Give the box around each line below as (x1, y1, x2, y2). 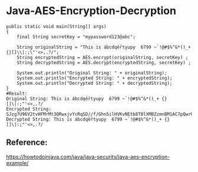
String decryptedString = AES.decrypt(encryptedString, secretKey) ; (16, 59, 192, 65)
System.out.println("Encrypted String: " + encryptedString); (16, 75, 173, 81)
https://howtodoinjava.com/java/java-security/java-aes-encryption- (6, 153, 170, 160)
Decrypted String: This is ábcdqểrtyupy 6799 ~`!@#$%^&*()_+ (6, 116, 162, 122)
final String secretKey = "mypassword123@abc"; (16, 34, 136, 39)
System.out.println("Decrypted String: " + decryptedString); (16, 80, 173, 86)
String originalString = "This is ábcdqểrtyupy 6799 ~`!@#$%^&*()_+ (16, 44, 192, 50)
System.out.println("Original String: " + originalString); (16, 70, 167, 76)
